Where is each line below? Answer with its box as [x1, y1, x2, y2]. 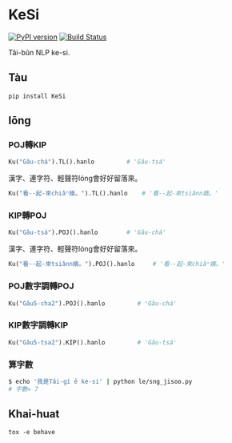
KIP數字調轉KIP [8, 320, 69, 331]
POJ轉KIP [8, 139, 47, 151]
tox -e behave [8, 429, 56, 437]
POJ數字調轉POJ [8, 280, 74, 292]
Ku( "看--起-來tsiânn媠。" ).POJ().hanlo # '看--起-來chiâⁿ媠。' [8, 260, 226, 268]
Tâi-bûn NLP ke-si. [8, 47, 70, 57]
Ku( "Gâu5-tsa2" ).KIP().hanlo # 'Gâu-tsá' [8, 338, 178, 346]
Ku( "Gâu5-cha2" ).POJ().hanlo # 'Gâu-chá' [8, 299, 178, 308]
